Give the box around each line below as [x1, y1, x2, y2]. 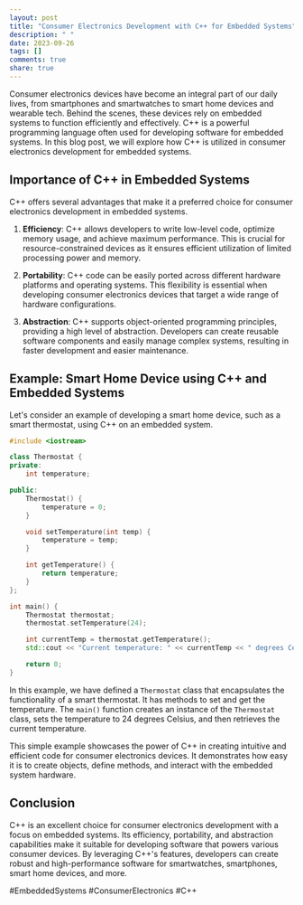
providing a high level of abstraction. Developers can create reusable [22, 325, 280, 336]
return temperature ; [41, 569, 119, 578]
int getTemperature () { [25, 561, 115, 570]
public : [9, 485, 39, 495]
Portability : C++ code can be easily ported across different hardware [22, 269, 281, 280]
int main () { [9, 602, 59, 611]
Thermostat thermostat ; [25, 610, 115, 619]
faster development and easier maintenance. [22, 344, 189, 355]
